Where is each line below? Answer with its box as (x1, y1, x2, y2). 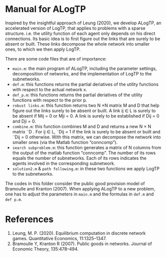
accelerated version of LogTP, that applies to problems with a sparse (5, 25, 146, 31)
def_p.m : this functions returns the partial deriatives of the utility (12, 92, 143, 98)
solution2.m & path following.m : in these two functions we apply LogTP (12, 165, 160, 172)
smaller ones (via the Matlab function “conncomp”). (12, 139, 118, 145)
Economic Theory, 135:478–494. (12, 246, 79, 252)
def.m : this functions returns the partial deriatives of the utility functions (12, 81, 159, 87)
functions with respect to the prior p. (12, 97, 88, 103)
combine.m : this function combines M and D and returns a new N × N (12, 123, 152, 129)
